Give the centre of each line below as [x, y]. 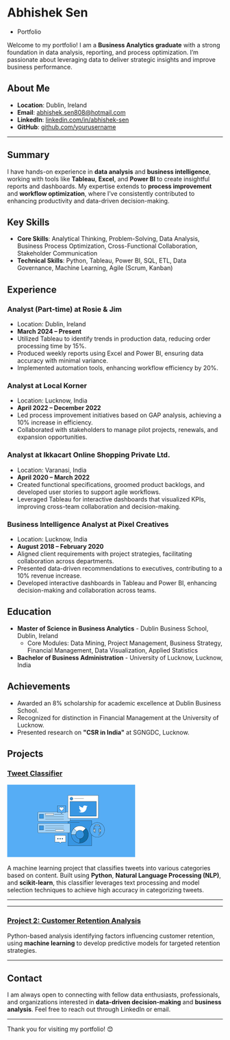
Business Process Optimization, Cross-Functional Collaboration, [107, 246]
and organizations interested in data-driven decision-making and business [114, 1002]
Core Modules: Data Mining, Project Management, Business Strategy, [125, 643]
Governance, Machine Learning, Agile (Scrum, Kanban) [95, 268]
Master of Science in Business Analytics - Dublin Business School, [113, 628]
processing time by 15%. [52, 346]
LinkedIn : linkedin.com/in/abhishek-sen [73, 120]
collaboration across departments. [65, 561]
